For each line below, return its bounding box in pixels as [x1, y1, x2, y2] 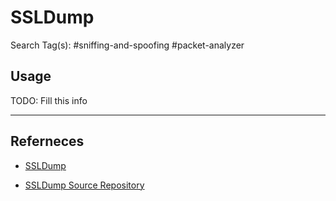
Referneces [10, 133, 85, 150]
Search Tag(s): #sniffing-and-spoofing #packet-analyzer [10, 39, 245, 51]
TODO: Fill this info [10, 94, 88, 106]
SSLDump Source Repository [24, 179, 145, 191]
